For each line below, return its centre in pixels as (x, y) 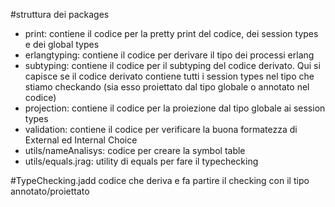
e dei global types (62, 44)
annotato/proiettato (50, 191)
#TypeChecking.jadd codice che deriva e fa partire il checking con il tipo (160, 180)
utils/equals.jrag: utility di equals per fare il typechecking (141, 161)
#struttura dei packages (60, 14)
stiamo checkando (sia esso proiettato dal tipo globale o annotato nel (167, 87)
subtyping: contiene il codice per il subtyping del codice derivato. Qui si (172, 65)
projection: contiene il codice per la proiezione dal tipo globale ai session (175, 108)
